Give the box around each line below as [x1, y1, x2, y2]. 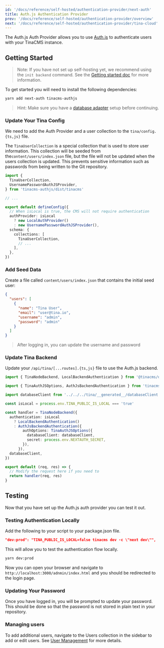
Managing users [5, 621, 45, 628]
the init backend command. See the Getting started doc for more [17, 72, 149, 78]
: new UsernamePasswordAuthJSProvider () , [14, 223, 99, 228]
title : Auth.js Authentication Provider [5, 12, 89, 17]
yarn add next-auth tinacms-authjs [5, 96, 78, 101]
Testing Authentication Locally [5, 517, 80, 524]
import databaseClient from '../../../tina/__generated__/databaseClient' [5, 392, 161, 397]
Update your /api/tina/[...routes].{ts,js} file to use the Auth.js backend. [5, 365, 159, 371]
